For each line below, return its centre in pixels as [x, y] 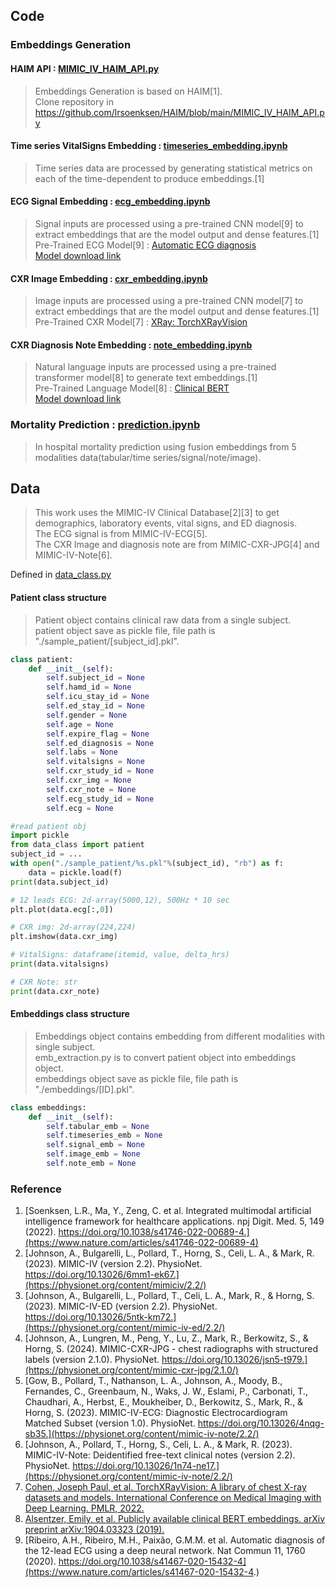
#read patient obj [48, 826]
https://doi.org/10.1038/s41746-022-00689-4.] [154, 1232]
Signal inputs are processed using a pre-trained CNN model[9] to [169, 223]
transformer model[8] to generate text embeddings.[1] [146, 378]
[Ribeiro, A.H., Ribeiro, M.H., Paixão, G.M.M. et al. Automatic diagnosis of [175, 1540]
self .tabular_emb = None [98, 1126]
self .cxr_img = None [89, 780]
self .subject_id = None [95, 678]
